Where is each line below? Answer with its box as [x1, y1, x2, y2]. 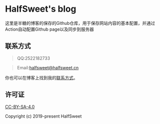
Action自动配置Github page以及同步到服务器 [5, 26, 94, 32]
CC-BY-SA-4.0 [5, 103, 35, 109]
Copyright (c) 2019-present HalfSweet [5, 113, 82, 119]
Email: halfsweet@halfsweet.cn [17, 64, 79, 70]
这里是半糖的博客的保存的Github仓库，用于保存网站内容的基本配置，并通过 [5, 20, 155, 26]
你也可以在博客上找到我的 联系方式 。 [5, 75, 78, 81]
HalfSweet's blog [5, 3, 77, 15]
